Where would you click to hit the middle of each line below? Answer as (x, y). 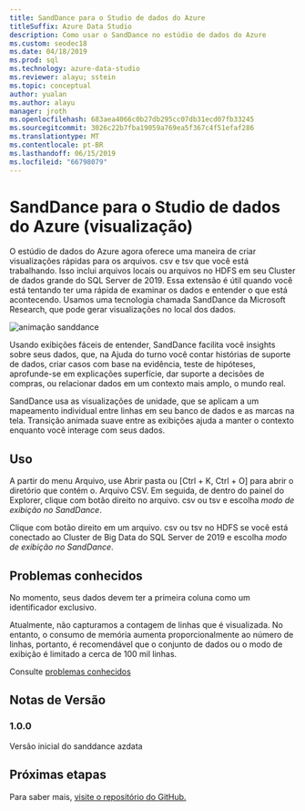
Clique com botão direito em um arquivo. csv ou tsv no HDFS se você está (149, 528)
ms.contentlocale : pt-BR (56, 145)
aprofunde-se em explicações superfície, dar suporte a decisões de (137, 374)
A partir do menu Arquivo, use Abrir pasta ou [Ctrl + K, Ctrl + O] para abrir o (152, 481)
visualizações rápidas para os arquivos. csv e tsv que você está (129, 262)
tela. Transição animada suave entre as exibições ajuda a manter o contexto (152, 421)
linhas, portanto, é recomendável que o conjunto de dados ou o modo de (146, 644)
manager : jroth (38, 111)
